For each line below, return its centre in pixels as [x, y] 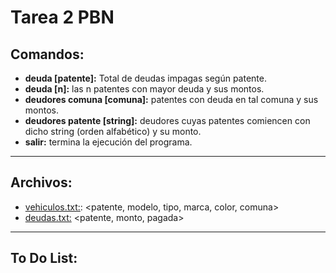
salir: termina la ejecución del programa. [108, 142]
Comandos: [47, 54]
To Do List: [44, 258]
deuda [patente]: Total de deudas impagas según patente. [145, 78]
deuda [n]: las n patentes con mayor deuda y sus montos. [144, 89]
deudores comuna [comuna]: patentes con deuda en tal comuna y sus [171, 99]
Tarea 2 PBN [62, 17]
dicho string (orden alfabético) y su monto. [113, 131]
